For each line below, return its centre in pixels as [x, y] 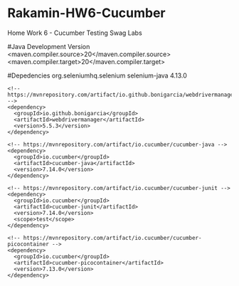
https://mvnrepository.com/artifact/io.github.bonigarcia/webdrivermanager [122, 95]
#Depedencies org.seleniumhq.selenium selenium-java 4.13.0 [97, 75]
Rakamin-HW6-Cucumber [86, 13]
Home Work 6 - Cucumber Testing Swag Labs [75, 33]
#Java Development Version [49, 46]
